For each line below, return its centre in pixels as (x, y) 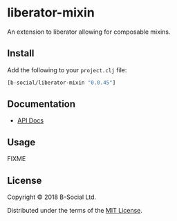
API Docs (30, 120)
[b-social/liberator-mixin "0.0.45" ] (62, 83)
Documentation (41, 104)
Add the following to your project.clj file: (67, 70)
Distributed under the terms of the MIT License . (75, 211)
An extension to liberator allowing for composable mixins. (89, 32)
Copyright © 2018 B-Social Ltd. (52, 197)
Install (21, 53)
